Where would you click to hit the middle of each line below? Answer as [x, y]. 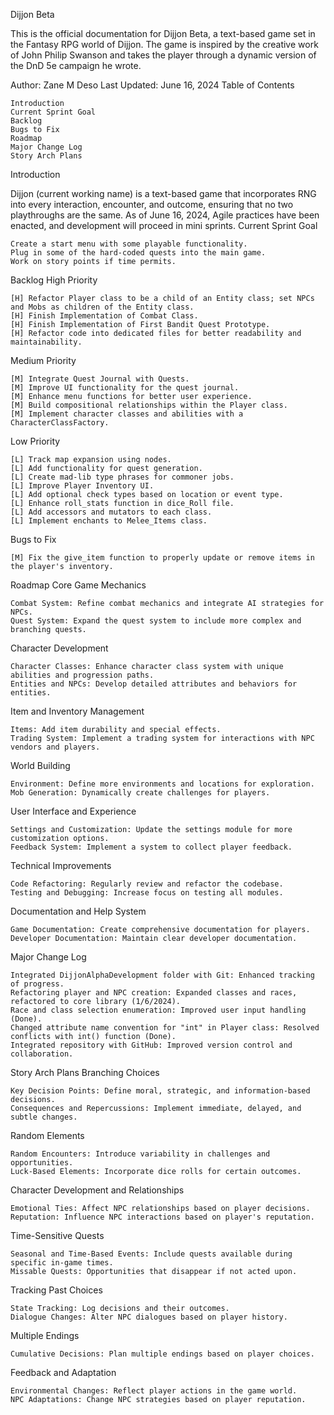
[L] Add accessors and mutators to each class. [111, 512]
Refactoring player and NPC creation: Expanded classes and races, [154, 993]
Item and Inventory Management [77, 711]
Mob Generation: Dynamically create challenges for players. [140, 793]
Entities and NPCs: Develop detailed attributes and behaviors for [154, 684]
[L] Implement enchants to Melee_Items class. [109, 521]
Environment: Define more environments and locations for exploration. [162, 784]
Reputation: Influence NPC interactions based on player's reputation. [162, 1217]
